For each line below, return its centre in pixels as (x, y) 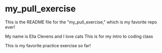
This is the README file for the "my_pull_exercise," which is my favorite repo (81, 22)
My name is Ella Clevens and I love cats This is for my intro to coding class (79, 36)
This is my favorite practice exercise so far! (48, 45)
